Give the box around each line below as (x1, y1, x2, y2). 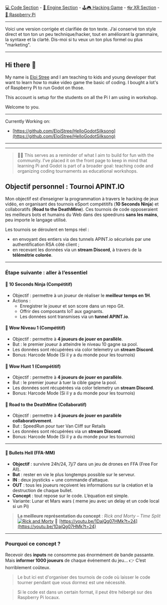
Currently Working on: (5, 118, 51, 124)
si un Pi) (12, 503, 29, 509)
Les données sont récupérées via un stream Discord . (12, 428, 122, 434)
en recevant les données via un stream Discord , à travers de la (12, 246, 142, 253)
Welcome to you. (5, 104, 40, 110)
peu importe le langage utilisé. (5, 216, 67, 223)
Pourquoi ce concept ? (5, 540, 61, 547)
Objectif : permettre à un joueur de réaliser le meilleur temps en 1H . (12, 292, 152, 298)
